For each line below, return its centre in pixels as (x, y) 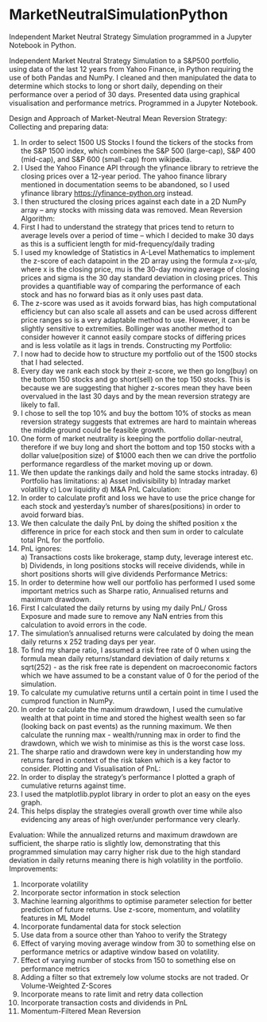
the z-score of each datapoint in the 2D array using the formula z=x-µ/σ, (139, 260)
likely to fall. (40, 405)
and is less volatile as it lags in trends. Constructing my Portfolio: (126, 345)
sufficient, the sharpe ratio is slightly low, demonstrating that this (115, 843)
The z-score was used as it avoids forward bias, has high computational (138, 303)
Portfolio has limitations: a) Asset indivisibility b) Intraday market (126, 480)
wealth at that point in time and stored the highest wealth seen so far (133, 718)
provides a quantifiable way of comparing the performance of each (130, 286)
